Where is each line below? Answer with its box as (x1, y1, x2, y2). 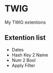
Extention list (4, 34, 46, 42)
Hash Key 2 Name (11, 52, 49, 58)
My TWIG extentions (4, 19, 46, 25)
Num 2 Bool (11, 57, 36, 63)
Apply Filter (11, 62, 35, 68)
